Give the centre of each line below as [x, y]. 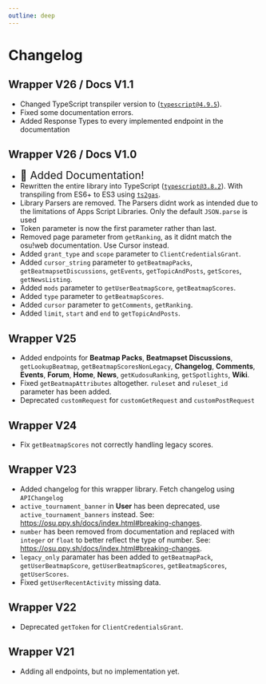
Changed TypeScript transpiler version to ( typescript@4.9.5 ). [121, 104]
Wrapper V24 [43, 426]
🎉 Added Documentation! [82, 175]
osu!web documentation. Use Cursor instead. [94, 245]
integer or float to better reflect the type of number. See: [115, 539]
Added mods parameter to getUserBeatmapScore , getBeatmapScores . [128, 288]
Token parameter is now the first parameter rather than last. [118, 229]
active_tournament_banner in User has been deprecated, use [120, 506]
